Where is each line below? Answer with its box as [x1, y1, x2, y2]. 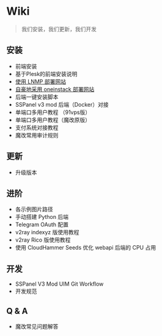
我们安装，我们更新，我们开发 [21, 25, 97, 32]
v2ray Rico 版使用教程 [15, 236, 71, 243]
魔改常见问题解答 [15, 323, 59, 330]
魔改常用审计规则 [15, 131, 59, 139]
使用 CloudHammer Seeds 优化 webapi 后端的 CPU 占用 [15, 244, 156, 251]
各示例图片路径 [15, 205, 53, 213]
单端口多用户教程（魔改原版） [15, 116, 90, 123]
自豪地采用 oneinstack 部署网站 [15, 85, 95, 93]
